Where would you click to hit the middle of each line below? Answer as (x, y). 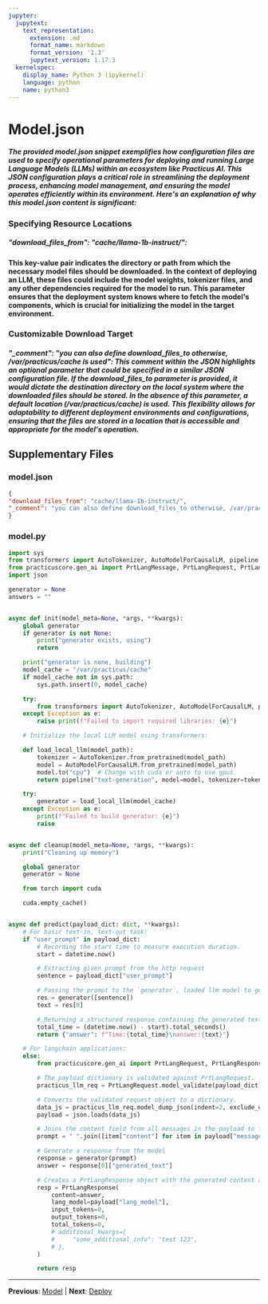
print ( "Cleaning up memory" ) (71, 853)
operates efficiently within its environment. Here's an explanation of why (132, 194)
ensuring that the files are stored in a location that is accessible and (124, 421)
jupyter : (23, 16)
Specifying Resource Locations (70, 223)
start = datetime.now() (76, 954)
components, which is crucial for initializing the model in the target (121, 305)
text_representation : (58, 30)
